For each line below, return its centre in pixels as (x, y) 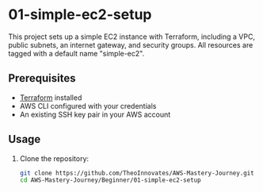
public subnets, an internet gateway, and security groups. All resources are (131, 44)
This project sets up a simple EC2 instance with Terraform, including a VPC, (132, 36)
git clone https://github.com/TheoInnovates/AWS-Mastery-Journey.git (137, 173)
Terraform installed (51, 98)
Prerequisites (42, 78)
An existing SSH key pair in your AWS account (95, 114)
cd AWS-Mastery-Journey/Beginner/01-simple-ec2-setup (110, 180)
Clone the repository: (54, 158)
